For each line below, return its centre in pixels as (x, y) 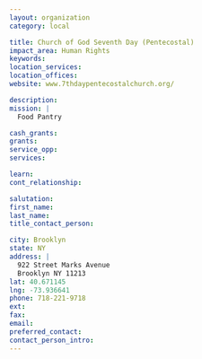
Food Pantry (40, 117)
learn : (22, 174)
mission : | (30, 109)
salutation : (31, 198)
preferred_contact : (46, 332)
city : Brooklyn (38, 240)
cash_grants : (34, 133)
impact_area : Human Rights (60, 50)
